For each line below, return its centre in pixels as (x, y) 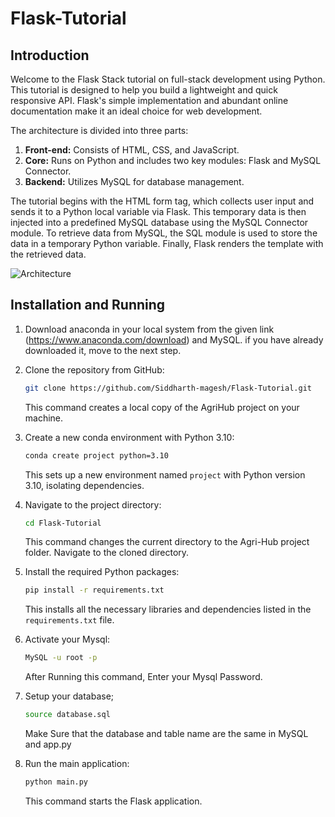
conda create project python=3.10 (96, 455)
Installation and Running (88, 305)
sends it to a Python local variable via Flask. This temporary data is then (158, 211)
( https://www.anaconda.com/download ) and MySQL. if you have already (174, 339)
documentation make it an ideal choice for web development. (136, 111)
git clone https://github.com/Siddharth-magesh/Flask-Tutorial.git (168, 388)
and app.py (48, 744)
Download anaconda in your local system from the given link (149, 329)
